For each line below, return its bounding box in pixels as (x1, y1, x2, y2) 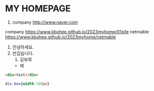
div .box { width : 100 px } (5, 81, 50, 86)
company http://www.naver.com (12, 19, 78, 25)
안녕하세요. (12, 44, 34, 50)
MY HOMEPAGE (5, 3, 71, 14)
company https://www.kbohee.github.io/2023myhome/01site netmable (5, 29, 149, 34)
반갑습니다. (12, 50, 34, 56)
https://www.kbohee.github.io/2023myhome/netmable (5, 34, 116, 40)
